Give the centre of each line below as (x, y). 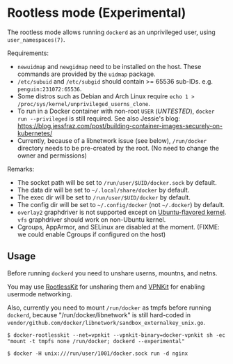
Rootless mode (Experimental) (97, 13)
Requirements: (28, 53)
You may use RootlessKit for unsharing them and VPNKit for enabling (106, 287)
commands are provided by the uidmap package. (86, 74)
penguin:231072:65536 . (49, 89)
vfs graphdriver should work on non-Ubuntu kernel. (91, 219)
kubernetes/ (35, 133)
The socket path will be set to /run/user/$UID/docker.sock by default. (117, 182)
